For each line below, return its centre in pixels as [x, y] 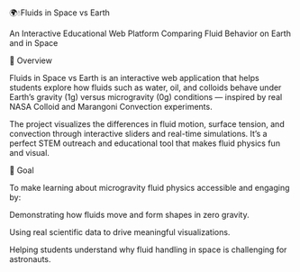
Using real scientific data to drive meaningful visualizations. [120, 232]
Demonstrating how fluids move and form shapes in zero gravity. [129, 215]
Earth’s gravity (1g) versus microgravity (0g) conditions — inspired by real [146, 97]
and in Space [34, 43]
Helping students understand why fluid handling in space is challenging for [148, 249]
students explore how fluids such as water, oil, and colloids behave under [145, 87]
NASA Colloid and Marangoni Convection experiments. [111, 107]
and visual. [29, 153]
